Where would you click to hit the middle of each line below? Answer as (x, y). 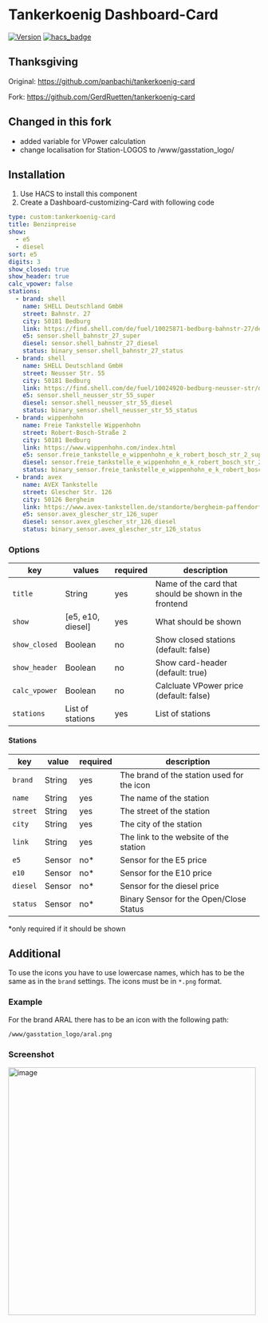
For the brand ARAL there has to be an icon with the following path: (118, 1019)
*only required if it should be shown (67, 928)
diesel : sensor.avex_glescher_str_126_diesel (100, 522)
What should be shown (198, 622)
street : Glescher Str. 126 (67, 492)
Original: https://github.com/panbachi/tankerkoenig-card (102, 81)
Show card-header (191, 663)
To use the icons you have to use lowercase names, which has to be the (126, 973)
